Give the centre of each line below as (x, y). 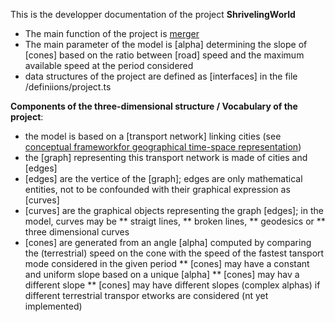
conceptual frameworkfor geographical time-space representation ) (163, 147)
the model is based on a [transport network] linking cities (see (153, 136)
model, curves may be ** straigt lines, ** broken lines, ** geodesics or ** (175, 221)
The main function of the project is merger (112, 33)
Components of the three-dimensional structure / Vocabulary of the (154, 106)
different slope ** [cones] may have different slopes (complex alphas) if (172, 285)
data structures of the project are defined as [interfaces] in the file (161, 76)
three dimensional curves (77, 232)
